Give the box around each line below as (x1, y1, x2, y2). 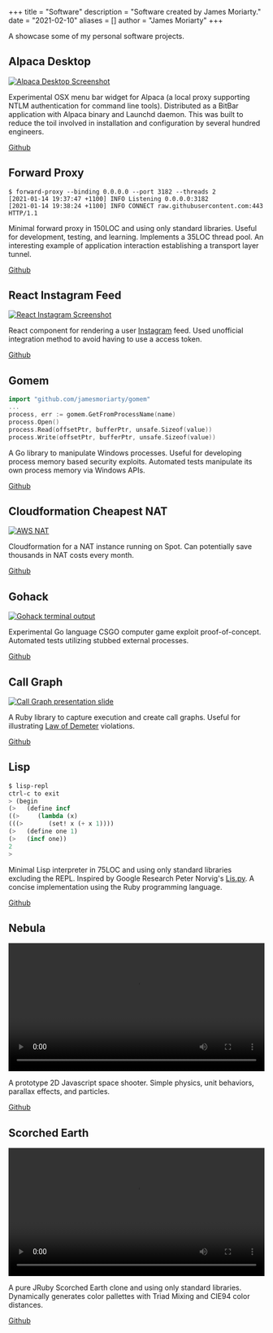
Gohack (8, 590, 49, 603)
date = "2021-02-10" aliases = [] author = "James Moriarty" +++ (8, 15, 223, 25)
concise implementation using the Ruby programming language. (8, 882, 223, 891)
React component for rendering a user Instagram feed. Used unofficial (8, 325, 244, 336)
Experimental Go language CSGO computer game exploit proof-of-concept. (8, 627, 262, 637)
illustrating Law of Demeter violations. (8, 721, 136, 730)
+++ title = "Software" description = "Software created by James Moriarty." (8, 7, 262, 16)
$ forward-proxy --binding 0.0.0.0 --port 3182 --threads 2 (8, 187, 217, 196)
